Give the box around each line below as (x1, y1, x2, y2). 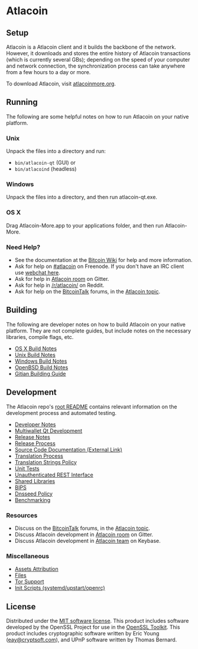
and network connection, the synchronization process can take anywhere (6, 62, 186, 69)
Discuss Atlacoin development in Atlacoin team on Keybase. (14, 537, 161, 544)
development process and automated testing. (6, 409, 117, 416)
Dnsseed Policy (14, 490, 53, 497)
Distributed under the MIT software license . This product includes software (6, 618, 189, 625)
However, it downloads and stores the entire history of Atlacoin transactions (6, 50, 191, 57)
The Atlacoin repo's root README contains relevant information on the (6, 403, 177, 410)
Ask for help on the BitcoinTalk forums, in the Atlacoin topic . (14, 288, 161, 295)
